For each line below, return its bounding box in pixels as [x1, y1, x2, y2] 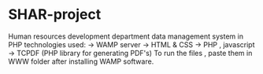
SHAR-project [8, 6, 102, 24]
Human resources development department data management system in [8, 31, 244, 41]
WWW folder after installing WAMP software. [8, 57, 154, 66]
